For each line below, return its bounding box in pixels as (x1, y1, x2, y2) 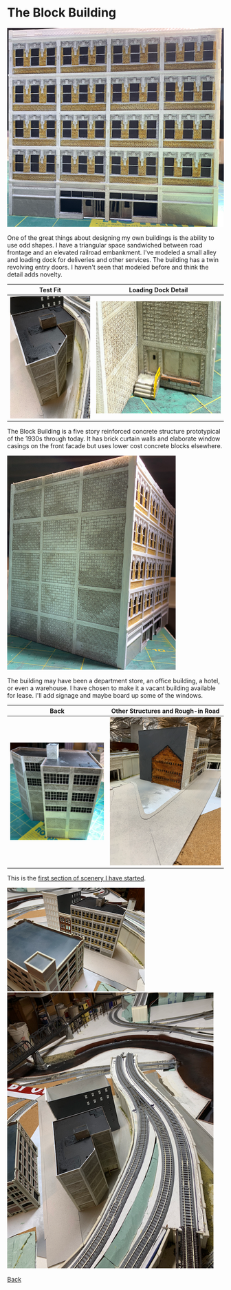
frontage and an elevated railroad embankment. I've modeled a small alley (7, 248, 217, 256)
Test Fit (38, 285, 62, 294)
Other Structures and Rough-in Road (111, 707, 220, 715)
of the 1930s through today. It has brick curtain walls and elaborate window (7, 434, 221, 443)
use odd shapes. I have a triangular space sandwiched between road (7, 241, 203, 250)
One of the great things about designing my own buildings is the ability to (7, 234, 214, 242)
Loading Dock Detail (129, 285, 188, 294)
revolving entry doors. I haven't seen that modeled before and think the (7, 263, 209, 272)
